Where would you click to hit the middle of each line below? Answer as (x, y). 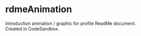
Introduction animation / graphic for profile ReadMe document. (70, 23)
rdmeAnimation (39, 9)
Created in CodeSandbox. (32, 28)
